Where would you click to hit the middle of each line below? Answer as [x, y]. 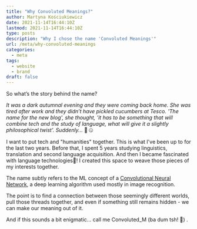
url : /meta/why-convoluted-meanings [51, 45]
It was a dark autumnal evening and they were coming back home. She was [98, 105]
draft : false [22, 77]
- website [23, 66]
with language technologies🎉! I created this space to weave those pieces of [98, 161]
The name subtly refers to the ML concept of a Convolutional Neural [89, 178]
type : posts [21, 33]
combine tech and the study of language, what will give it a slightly [87, 124]
